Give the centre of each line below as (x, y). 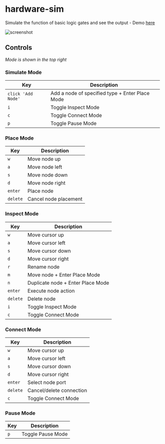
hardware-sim (35, 9)
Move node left (45, 167)
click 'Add (20, 94)
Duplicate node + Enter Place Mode (69, 283)
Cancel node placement (55, 199)
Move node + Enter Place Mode (64, 275)
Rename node (44, 266)
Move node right (47, 183)
